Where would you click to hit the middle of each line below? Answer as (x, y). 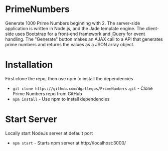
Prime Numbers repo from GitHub (47, 93)
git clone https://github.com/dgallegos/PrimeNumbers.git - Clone (82, 88)
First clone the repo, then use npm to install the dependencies (69, 78)
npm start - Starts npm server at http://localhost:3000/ (69, 143)
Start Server (31, 119)
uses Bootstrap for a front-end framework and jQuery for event (80, 34)
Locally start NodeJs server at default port (49, 133)
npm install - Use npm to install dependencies (61, 99)
